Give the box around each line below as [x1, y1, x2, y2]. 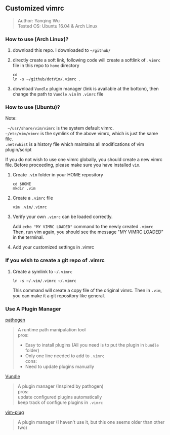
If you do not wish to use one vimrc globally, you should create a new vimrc [5, 157, 163, 163]
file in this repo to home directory [12, 63, 79, 69]
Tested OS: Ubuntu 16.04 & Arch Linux [17, 23, 98, 29]
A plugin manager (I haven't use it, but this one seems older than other [17, 419, 165, 425]
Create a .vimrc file [12, 195, 53, 201]
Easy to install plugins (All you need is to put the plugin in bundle [25, 342, 159, 348]
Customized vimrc [5, 4, 64, 13]
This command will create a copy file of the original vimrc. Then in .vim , [12, 287, 162, 293]
